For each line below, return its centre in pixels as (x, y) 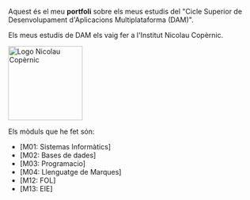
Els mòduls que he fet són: (51, 131)
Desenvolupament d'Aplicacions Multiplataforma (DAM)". (101, 20)
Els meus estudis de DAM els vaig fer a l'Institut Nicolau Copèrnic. (116, 35)
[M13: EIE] (36, 189)
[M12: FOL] (38, 180)
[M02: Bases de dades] (58, 155)
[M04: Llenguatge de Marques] (70, 172)
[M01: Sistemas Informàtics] (65, 147)
